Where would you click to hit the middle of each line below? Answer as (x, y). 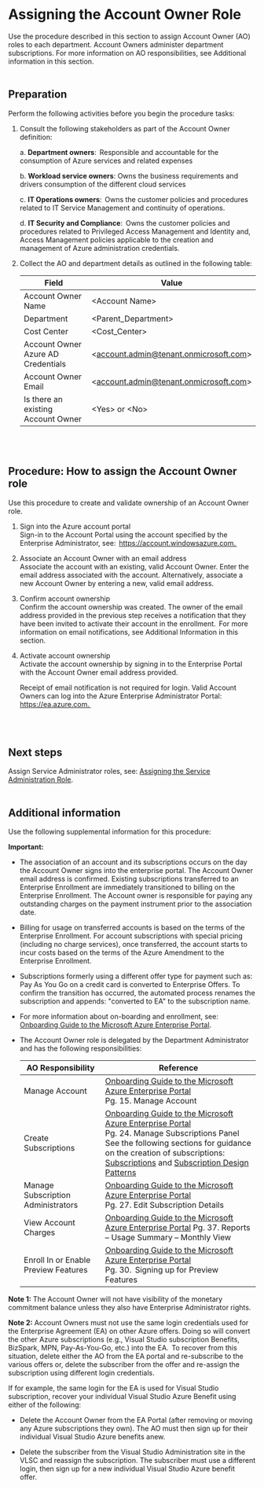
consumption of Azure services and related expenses (106, 160)
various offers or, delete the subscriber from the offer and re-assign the (124, 1365)
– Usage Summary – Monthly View (168, 1238)
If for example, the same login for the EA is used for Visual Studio (114, 1388)
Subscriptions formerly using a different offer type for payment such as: (136, 976)
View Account (49, 1223)
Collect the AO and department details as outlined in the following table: (136, 263)
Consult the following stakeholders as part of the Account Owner (125, 128)
